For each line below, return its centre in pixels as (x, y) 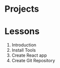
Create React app (29, 55)
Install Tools (24, 50)
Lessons (22, 32)
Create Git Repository (33, 61)
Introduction (24, 45)
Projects (22, 9)
